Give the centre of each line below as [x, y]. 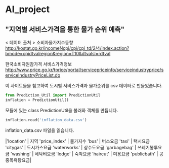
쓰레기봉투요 [150, 147]
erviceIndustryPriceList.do [33, 75]
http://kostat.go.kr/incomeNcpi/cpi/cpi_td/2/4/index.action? [67, 48]
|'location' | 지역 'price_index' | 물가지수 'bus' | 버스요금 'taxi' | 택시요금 [78, 141]
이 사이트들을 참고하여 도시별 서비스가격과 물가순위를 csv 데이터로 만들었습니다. [84, 86]
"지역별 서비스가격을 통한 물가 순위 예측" [65, 29]
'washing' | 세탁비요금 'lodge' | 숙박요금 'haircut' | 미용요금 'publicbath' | [84, 154]
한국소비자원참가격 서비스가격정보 [39, 64]
